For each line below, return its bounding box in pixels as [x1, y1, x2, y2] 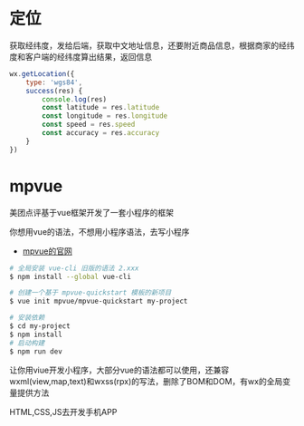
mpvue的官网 [22, 246, 72, 257]
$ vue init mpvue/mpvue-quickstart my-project [9, 296, 188, 306]
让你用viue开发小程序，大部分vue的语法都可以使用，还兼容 [9, 364, 230, 375]
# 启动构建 [9, 338, 45, 347]
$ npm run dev [9, 346, 63, 356]
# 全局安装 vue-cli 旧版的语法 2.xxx [9, 264, 139, 273]
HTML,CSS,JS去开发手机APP [9, 406, 118, 417]
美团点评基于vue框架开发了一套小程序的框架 [9, 207, 175, 218]
